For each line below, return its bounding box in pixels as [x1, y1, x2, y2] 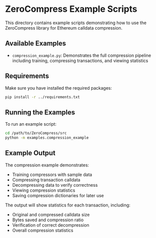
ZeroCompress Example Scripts [5, 3, 137, 15]
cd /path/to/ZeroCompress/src [5, 131, 67, 136]
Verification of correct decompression [12, 222, 89, 228]
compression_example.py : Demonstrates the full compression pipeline [12, 52, 151, 58]
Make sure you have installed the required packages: [5, 85, 112, 91]
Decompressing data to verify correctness [12, 182, 98, 188]
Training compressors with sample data [12, 171, 92, 177]
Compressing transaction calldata [12, 176, 80, 183]
